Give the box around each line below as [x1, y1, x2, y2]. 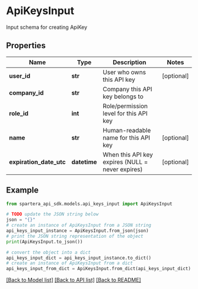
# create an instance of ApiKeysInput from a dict [6, 260, 133, 266]
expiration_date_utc [9, 158, 66, 166]
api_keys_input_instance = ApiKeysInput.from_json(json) [6, 228, 149, 234]
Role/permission [103, 102, 148, 110]
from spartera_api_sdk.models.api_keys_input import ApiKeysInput [6, 201, 173, 207]
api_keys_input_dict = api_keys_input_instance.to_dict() [6, 255, 151, 261]
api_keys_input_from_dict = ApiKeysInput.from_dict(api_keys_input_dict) [6, 266, 192, 272]
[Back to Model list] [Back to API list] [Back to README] [6, 277, 141, 284]
